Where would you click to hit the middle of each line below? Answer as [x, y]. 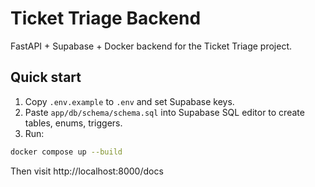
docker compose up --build [66, 152]
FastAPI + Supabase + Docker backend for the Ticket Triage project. [151, 46]
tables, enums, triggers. [73, 123]
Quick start [46, 77]
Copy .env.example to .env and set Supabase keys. [129, 101]
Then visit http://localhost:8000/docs [87, 171]
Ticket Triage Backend [106, 18]
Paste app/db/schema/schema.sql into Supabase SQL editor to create [164, 112]
